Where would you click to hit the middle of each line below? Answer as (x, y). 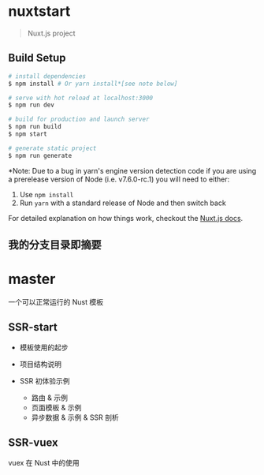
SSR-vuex (33, 443)
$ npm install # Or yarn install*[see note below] (93, 84)
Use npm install (46, 194)
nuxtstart (39, 11)
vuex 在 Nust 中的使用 (44, 462)
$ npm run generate (40, 155)
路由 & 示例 (50, 398)
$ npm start (28, 134)
